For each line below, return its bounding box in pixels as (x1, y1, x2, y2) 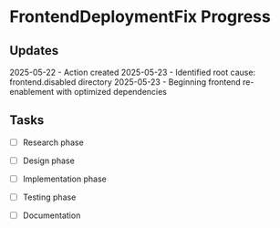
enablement (9, 87, 55, 97)
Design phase (22, 155, 75, 166)
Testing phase (22, 192, 77, 202)
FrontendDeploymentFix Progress (9, 6, 271, 27)
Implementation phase (22, 173, 107, 184)
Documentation (22, 210, 81, 221)
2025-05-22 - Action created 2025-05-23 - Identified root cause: (9, 67, 256, 78)
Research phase (22, 137, 84, 148)
